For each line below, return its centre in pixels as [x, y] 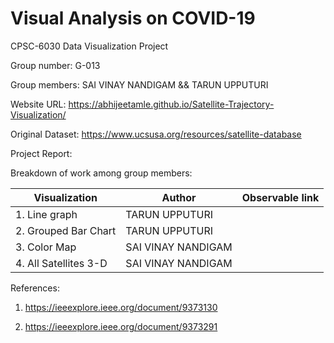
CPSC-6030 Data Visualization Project [89, 46]
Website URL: [38, 104]
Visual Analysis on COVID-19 [133, 18]
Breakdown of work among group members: [101, 173]
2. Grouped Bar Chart [66, 230]
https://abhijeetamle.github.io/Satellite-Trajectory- [171, 104]
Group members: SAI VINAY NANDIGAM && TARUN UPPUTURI [139, 84]
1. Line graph [46, 214]
